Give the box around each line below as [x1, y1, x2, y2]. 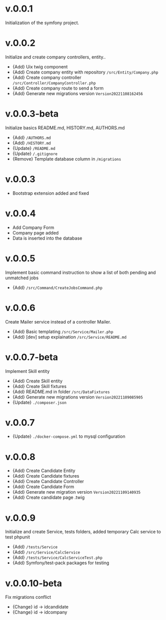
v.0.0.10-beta [5, 577, 62, 589]
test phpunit [5, 534, 30, 540]
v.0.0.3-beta [5, 108, 59, 120]
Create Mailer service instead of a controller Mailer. [5, 319, 111, 325]
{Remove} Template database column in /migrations [12, 156, 121, 162]
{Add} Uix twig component [12, 63, 68, 69]
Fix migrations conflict [5, 594, 51, 600]
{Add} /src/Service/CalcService [12, 549, 80, 555]
